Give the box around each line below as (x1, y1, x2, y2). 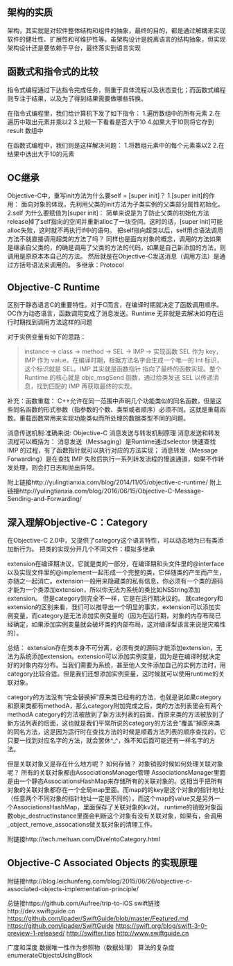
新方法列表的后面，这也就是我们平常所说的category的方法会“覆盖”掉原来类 (7, 719, 221, 728)
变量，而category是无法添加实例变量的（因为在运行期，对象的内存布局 (12, 612, 215, 620)
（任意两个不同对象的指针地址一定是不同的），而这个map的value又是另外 (7, 794, 215, 802)
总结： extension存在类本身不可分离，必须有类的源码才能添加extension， (7, 644, 217, 652)
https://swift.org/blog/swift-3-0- (115, 921, 208, 930)
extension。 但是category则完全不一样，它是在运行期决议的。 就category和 (7, 595, 223, 603)
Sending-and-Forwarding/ (7, 495, 82, 503)
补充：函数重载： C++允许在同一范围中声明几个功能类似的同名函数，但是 (7, 397, 216, 405)
